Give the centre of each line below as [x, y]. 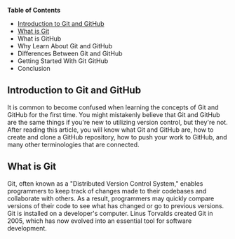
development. [27, 228]
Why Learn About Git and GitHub [65, 46]
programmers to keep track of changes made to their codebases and [107, 191]
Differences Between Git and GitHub [70, 53]
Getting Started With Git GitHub [63, 61]
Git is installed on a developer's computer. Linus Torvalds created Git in [110, 213]
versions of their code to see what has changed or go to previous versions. [116, 205]
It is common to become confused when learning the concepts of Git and [113, 107]
